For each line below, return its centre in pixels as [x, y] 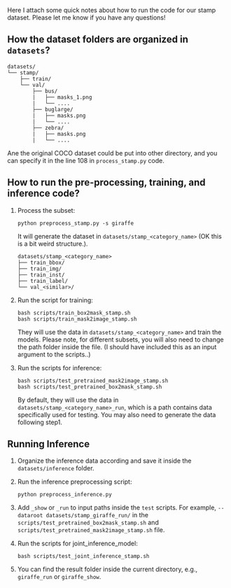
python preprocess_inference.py [64, 495]
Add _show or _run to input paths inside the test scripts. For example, [117, 507]
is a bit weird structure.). [52, 244]
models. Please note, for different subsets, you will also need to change [120, 339]
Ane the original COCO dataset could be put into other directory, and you [112, 153]
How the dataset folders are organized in [98, 40]
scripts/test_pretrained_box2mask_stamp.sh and [88, 523]
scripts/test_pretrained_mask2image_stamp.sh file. [91, 530]
